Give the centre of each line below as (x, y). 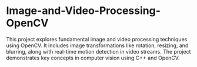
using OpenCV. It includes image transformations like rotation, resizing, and (97, 45)
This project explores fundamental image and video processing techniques (97, 39)
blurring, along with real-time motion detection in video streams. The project (98, 51)
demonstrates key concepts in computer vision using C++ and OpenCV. (93, 58)
